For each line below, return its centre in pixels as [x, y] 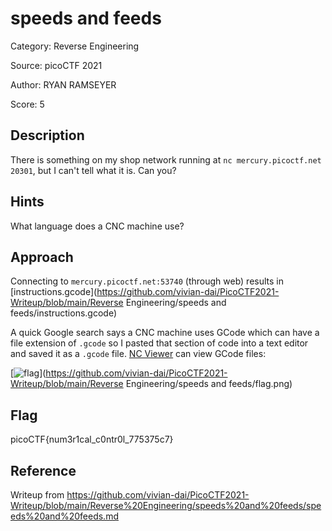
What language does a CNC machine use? [97, 226]
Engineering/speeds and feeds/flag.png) [209, 384]
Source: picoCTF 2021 [56, 65]
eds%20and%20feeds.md [64, 516]
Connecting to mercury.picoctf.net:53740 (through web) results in [147, 281]
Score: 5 [27, 104]
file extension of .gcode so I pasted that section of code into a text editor [159, 343]
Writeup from [37, 495]
